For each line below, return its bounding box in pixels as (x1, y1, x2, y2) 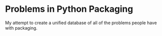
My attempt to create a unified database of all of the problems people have (5, 20, 157, 26)
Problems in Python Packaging (5, 3, 133, 15)
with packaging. (5, 25, 38, 31)
